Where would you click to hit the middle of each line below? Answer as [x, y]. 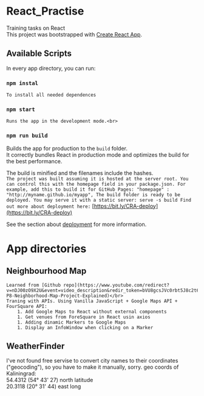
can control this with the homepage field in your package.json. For [96, 184]
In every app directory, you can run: [51, 68]
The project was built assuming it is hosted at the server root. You [97, 179]
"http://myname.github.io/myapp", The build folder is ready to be [93, 195]
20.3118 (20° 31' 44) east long [44, 386]
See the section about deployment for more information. [76, 224]
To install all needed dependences [51, 95]
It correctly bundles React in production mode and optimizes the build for [98, 155]
